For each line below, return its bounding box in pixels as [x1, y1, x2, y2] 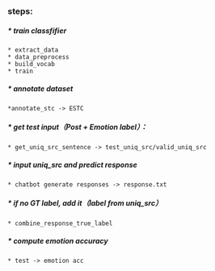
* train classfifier [7, 26, 67, 35]
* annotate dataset [7, 84, 74, 94]
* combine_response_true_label [7, 219, 113, 227]
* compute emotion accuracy [7, 236, 108, 246]
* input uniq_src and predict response [7, 160, 138, 170]
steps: [7, 6, 33, 17]
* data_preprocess [7, 52, 70, 61]
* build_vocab [7, 60, 56, 68]
